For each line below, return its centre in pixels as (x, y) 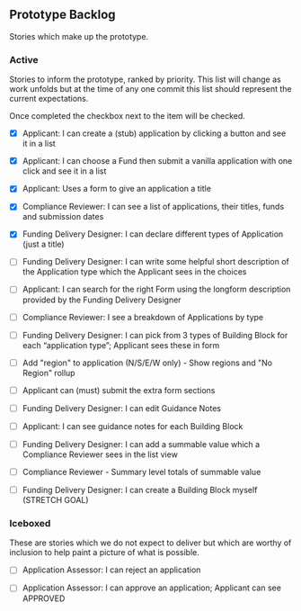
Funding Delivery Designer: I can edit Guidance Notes (122, 408)
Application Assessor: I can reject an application (111, 570)
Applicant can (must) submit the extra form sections (119, 390)
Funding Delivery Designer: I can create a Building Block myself (140, 490)
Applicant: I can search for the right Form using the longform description (156, 289)
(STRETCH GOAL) (55, 500)
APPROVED (44, 598)
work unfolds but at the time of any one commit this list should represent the (150, 89)
